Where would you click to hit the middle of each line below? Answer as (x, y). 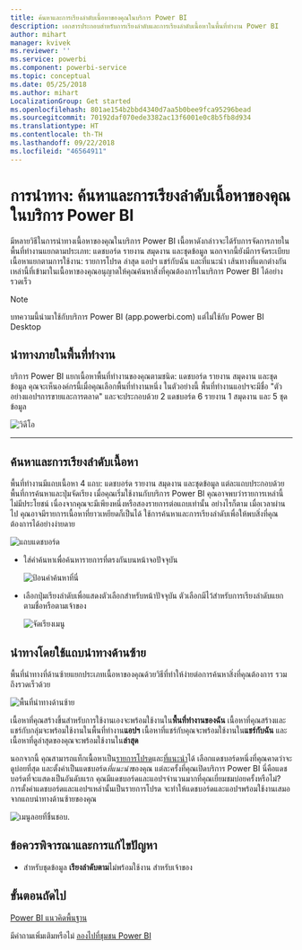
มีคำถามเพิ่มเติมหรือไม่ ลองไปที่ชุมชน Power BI (81, 936)
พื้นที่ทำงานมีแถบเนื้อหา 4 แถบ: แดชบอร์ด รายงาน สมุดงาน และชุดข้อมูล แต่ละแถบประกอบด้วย (147, 484)
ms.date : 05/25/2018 (49, 84)
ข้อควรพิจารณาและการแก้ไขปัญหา (84, 845)
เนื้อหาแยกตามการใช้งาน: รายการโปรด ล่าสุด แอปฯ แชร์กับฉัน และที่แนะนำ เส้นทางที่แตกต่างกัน (149, 260)
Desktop (26, 326)
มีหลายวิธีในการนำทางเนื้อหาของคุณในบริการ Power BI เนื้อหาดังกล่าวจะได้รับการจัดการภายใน (150, 241)
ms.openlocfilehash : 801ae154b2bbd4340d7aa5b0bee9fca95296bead (131, 110)
